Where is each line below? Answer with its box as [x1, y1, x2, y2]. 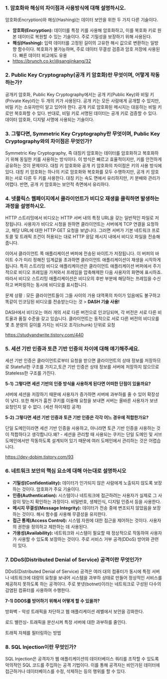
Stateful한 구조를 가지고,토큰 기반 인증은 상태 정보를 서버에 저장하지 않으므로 [10, 364, 160, 370]
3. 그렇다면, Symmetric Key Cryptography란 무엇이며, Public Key [5, 130, 161, 137]
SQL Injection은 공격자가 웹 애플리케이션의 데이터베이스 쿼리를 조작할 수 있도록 [5, 656, 159, 662]
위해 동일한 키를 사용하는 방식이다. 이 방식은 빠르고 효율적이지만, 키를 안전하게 [10, 156, 162, 162]
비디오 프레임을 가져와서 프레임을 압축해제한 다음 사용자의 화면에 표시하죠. [18, 269, 163, 275]
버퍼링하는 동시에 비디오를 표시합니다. [14, 282, 88, 288]
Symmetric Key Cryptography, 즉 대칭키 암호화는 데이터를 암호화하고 [5, 150, 142, 156]
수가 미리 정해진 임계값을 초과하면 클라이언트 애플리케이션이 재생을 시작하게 [14, 257, 161, 263]
